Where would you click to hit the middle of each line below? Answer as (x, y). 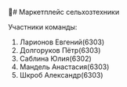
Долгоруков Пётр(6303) (60, 50)
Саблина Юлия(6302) (55, 59)
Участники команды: (43, 27)
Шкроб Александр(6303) (61, 75)
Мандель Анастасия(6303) (64, 67)
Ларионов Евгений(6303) (62, 42)
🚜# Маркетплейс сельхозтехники (64, 12)
